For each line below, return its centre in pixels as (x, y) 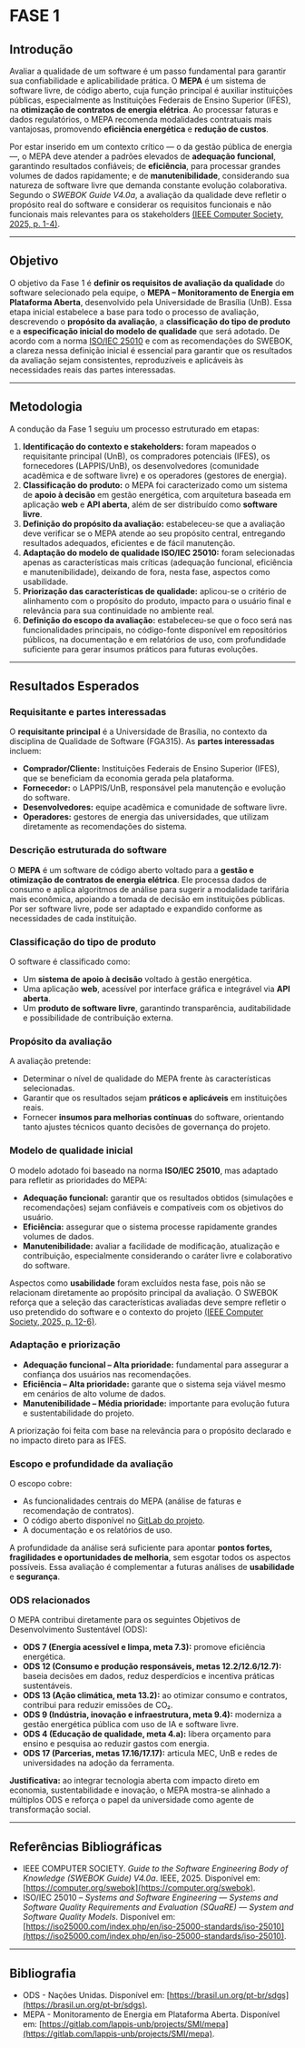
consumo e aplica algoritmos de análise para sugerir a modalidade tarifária (149, 889)
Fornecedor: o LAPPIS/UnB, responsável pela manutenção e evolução (154, 788)
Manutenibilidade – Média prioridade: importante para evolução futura (156, 1403)
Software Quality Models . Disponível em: (99, 1917)
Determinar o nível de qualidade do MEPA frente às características (147, 1079)
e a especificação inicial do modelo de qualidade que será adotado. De (145, 331)
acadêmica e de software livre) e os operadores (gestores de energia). (155, 475)
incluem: (25, 751)
